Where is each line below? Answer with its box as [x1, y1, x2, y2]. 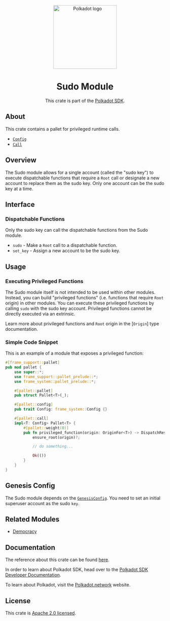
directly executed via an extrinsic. [5, 310, 76, 317]
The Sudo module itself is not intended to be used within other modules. [5, 289, 156, 295]
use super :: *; [14, 369, 44, 375]
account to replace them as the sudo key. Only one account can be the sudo [5, 180, 164, 186]
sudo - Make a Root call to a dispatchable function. [12, 242, 117, 249]
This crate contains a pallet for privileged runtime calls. [5, 126, 120, 132]
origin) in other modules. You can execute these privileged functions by [5, 300, 154, 306]
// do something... [32, 444, 73, 449]
